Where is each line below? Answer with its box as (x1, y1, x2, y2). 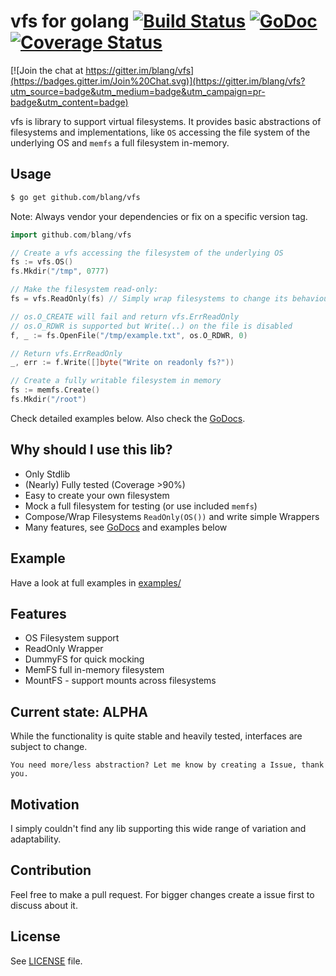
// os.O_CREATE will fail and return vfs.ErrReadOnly (10, 311, 240, 322)
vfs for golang (10, 10, 130, 33)
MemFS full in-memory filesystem (24, 664, 165, 676)
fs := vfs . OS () (10, 257, 74, 267)
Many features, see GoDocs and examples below (24, 521, 228, 533)
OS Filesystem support (24, 632, 120, 644)
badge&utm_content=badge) (10, 96, 129, 108)
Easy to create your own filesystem (24, 489, 170, 501)
